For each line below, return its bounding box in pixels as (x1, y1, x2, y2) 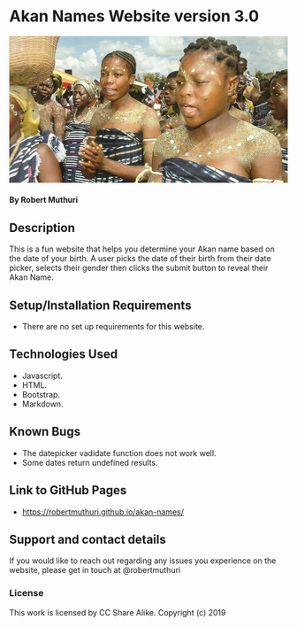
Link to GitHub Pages (9, 483, 127, 498)
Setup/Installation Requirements (9, 298, 192, 313)
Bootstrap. (21, 389, 60, 399)
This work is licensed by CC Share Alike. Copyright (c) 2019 (9, 607, 226, 617)
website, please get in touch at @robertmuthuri (9, 565, 181, 576)
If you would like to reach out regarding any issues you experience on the (9, 555, 277, 566)
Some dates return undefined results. (21, 457, 158, 468)
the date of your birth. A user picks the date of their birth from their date (9, 253, 271, 264)
